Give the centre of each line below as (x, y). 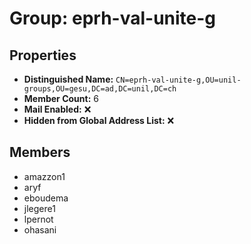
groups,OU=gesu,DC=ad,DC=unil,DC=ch (100, 89)
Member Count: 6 (61, 98)
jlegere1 (39, 208)
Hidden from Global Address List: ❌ (99, 120)
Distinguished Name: (68, 79)
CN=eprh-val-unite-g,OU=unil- (178, 80)
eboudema (46, 198)
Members (40, 152)
